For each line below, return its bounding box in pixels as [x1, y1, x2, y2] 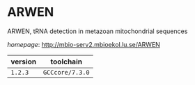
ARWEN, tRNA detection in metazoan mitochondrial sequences [7, 27, 188, 35]
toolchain [50, 57, 82, 66]
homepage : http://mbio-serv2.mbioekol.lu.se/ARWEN [7, 40, 160, 48]
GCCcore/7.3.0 [42, 68, 90, 76]
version [10, 57, 37, 66]
